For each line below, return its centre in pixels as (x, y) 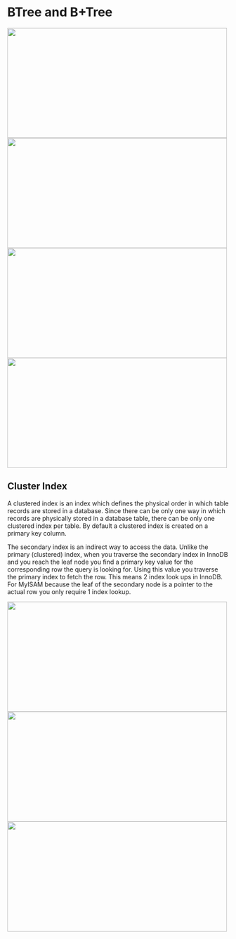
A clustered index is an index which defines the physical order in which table (118, 503)
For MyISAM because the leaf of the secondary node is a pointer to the (110, 584)
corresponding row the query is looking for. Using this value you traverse (113, 569)
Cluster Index (38, 486)
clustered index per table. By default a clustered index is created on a (108, 526)
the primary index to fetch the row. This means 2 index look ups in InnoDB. (115, 576)
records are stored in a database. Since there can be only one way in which (117, 510)
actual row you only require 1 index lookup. (69, 591)
